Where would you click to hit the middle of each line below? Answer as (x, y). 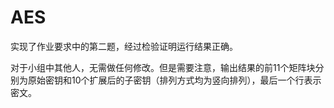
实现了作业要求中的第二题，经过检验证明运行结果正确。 (124, 46)
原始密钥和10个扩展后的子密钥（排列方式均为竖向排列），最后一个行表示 (174, 80)
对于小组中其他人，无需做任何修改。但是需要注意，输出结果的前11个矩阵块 (163, 67)
